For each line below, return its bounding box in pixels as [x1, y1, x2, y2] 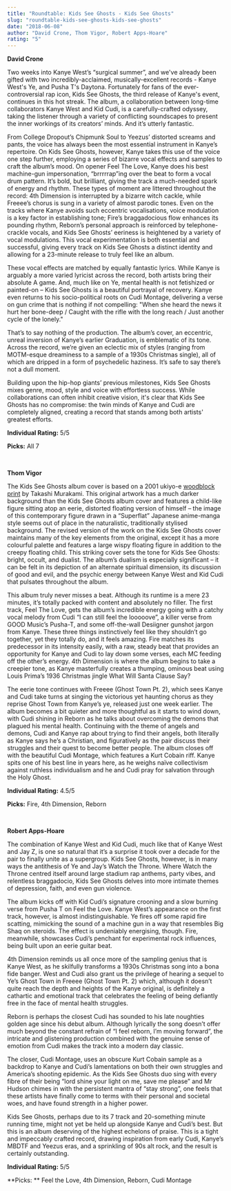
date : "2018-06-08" [7, 23, 63, 30]
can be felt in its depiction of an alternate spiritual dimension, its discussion [7, 563, 221, 571]
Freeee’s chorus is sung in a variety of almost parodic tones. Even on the [7, 199, 214, 207]
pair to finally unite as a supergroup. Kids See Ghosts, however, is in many [7, 855, 218, 864]
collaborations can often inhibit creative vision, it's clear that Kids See [7, 393, 205, 401]
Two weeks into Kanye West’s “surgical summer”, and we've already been [7, 68, 217, 77]
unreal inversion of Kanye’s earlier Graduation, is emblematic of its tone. [7, 336, 212, 344]
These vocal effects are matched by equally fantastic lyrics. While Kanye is [7, 264, 221, 272]
